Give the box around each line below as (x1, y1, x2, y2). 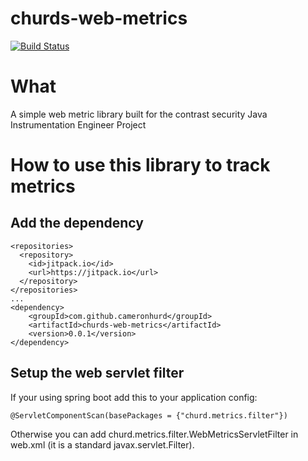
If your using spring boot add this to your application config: (10, 391, 258, 403)
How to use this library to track (10, 154, 271, 177)
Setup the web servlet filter (10, 365, 185, 382)
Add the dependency (10, 215, 144, 232)
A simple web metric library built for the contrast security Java (10, 108, 268, 120)
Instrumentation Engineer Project (10, 118, 147, 131)
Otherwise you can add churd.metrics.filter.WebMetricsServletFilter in (10, 428, 299, 440)
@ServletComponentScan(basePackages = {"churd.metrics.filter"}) (10, 410, 288, 421)
